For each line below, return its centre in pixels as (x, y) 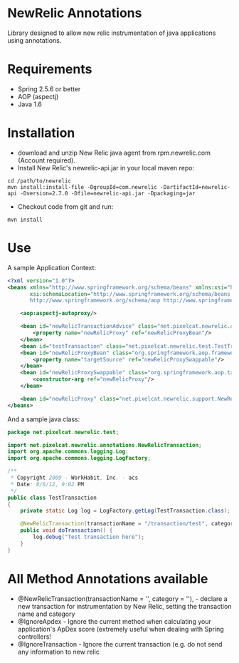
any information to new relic (58, 652)
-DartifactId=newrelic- (195, 187)
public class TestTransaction (52, 498)
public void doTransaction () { (67, 530)
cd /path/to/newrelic (39, 181)
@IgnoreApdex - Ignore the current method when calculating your (115, 621)
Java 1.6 (30, 104)
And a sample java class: (44, 419)
